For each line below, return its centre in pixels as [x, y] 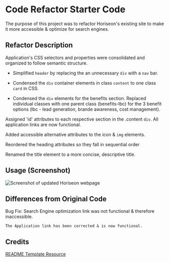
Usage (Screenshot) [38, 170]
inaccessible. [19, 217]
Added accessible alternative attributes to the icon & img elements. [75, 134]
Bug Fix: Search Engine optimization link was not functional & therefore [80, 211]
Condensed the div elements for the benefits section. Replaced [79, 98]
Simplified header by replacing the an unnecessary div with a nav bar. [85, 73]
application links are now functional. [43, 125]
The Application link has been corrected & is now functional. [74, 226]
